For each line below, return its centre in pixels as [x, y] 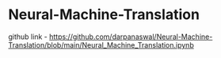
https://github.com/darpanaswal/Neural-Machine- [131, 37]
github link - [28, 37]
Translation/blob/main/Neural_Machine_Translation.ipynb [101, 44]
